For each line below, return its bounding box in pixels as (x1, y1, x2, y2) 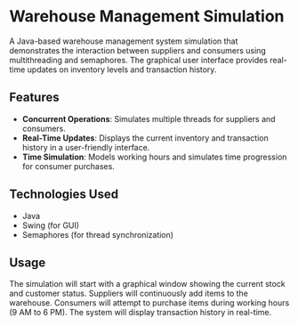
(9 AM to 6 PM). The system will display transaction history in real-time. (9, 307, 272, 318)
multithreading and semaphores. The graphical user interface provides (9, 54, 269, 65)
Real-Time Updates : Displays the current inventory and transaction (21, 132, 269, 143)
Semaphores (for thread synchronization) (21, 229, 174, 240)
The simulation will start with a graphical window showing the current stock (9, 279, 286, 289)
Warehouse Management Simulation (9, 6, 285, 27)
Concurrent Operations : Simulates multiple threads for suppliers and (21, 113, 276, 124)
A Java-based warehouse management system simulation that (9, 36, 238, 46)
